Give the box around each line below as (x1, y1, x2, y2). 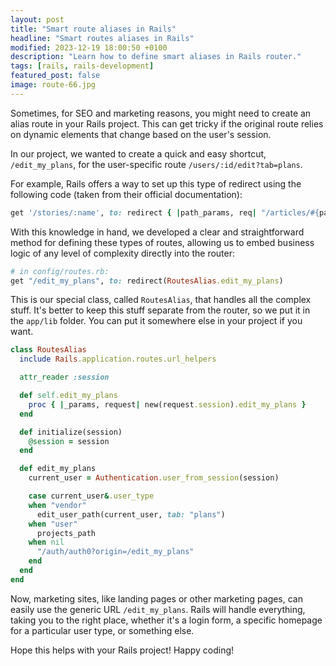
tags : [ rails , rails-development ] (10, 61, 155, 71)
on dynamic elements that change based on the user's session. (10, 128, 272, 140)
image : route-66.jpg (10, 80, 97, 90)
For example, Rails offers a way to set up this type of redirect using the (10, 177, 302, 190)
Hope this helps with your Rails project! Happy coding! (10, 644, 235, 656)
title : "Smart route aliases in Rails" (10, 24, 177, 34)
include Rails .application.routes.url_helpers (19, 354, 217, 365)
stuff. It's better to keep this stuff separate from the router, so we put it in (10, 304, 311, 316)
